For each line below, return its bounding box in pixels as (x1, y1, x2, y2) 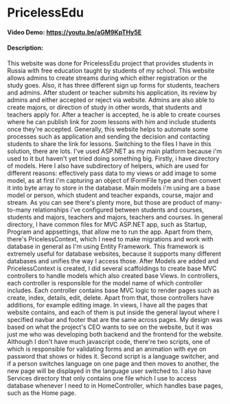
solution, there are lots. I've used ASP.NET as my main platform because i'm (7, 147, 222, 155)
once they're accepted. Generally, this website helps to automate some (7, 125, 208, 133)
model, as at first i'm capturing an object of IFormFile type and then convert (7, 176, 221, 184)
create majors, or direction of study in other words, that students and (7, 103, 203, 111)
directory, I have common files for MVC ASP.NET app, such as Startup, (7, 220, 207, 228)
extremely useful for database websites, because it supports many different (7, 250, 222, 258)
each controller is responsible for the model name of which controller (7, 279, 203, 287)
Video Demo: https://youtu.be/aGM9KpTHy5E (7, 28, 142, 36)
